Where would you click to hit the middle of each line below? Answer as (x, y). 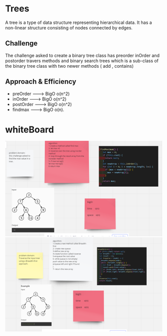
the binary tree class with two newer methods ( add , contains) (69, 66)
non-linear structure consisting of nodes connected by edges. (69, 27)
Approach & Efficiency (41, 82)
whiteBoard (30, 129)
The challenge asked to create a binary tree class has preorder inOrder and (82, 55)
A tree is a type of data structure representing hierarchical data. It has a (79, 22)
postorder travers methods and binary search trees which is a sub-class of (82, 61)
